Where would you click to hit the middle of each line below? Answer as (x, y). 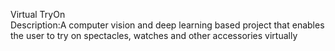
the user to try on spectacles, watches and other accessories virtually (154, 35)
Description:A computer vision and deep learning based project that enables (167, 25)
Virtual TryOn (38, 14)
